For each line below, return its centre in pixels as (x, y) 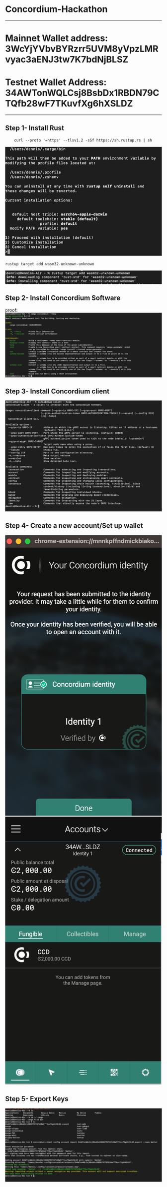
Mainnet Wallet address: (57, 38)
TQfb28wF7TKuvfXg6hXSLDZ (69, 104)
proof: (11, 310)
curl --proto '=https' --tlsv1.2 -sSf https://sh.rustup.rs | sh (83, 140)
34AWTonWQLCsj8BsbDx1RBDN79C (82, 93)
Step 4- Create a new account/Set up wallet (74, 526)
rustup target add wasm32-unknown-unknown (50, 264)
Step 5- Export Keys (37, 1099)
